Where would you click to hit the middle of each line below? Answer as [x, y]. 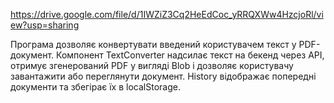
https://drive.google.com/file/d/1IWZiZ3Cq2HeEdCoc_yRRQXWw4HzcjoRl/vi [167, 14]
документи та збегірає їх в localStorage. [95, 87]
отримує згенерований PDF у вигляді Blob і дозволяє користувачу [152, 65]
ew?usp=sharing [45, 25]
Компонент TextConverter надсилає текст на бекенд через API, [190, 55]
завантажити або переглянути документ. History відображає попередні [163, 76]
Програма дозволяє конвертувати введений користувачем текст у [153, 44]
